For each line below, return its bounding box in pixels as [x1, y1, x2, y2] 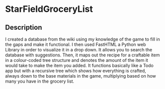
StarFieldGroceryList [5, 3, 93, 15]
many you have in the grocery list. [5, 78, 74, 84]
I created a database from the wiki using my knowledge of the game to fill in [5, 36, 160, 42]
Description [5, 23, 42, 32]
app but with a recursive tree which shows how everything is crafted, [5, 68, 146, 74]
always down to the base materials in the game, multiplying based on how [5, 73, 156, 79]
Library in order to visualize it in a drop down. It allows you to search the [5, 47, 153, 52]
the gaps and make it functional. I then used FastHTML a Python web [5, 42, 146, 47]
